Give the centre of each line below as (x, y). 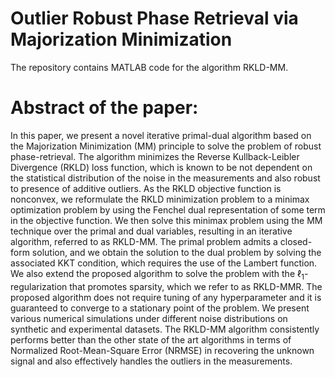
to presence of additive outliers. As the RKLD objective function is (146, 188)
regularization (39, 286)
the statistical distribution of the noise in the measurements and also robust (165, 178)
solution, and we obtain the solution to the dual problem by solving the (176, 252)
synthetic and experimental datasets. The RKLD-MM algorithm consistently (165, 329)
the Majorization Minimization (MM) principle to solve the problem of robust (166, 146)
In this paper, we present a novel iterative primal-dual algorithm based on (161, 135)
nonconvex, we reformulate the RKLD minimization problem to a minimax (160, 199)
